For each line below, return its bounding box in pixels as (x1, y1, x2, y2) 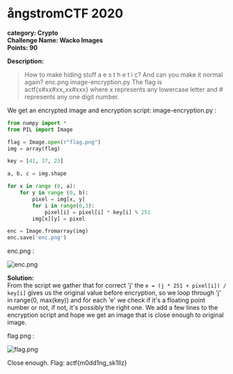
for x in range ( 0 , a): (7, 183, 77, 190)
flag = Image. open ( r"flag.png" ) (7, 139, 101, 146)
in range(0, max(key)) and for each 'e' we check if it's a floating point (7, 296, 206, 304)
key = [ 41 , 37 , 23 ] (7, 157, 64, 165)
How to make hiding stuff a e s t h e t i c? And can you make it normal (24, 70, 223, 79)
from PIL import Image (7, 126, 73, 133)
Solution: (7, 274, 35, 282)
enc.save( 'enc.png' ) (7, 234, 67, 242)
